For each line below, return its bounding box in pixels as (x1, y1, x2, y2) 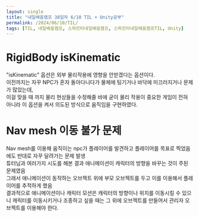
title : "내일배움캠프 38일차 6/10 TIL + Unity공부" (6, 14, 125, 20)
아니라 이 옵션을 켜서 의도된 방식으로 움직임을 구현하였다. (6, 101, 138, 108)
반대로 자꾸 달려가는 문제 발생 (17, 152, 86, 159)
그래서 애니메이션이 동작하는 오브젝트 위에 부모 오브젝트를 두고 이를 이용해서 (6, 175, 182, 182)
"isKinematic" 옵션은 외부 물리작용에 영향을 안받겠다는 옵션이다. (6, 71, 156, 78)
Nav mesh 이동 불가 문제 (6, 124, 122, 137)
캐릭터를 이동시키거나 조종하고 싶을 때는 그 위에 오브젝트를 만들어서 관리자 (12, 197, 184, 204)
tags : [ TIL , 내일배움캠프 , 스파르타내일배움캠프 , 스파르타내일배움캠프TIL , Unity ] (6, 25, 184, 32)
